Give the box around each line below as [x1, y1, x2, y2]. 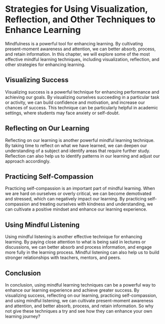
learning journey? [5, 314, 41, 319]
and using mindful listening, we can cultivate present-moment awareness [5, 298, 154, 303]
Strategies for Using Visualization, [5, 3, 148, 15]
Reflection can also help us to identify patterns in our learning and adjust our [5, 153, 160, 159]
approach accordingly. [5, 158, 51, 164]
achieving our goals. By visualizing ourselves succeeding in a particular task [5, 94, 160, 100]
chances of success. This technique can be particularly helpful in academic [5, 104, 158, 110]
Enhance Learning [5, 25, 81, 35]
